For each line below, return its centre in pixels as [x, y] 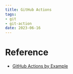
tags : [11, 14]
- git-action [18, 23]
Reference [27, 53]
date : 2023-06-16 [23, 28]
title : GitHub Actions [28, 10]
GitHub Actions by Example [40, 66]
